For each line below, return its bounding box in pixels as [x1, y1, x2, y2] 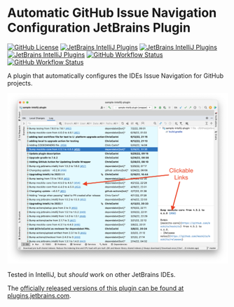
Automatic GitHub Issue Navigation [7, 5, 217, 21]
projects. [7, 79, 33, 87]
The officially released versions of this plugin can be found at [7, 284, 184, 292]
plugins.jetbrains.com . [7, 292, 71, 300]
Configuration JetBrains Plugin [7, 20, 191, 36]
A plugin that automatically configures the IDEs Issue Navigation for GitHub [7, 71, 224, 80]
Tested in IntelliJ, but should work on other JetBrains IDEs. [7, 271, 176, 279]
